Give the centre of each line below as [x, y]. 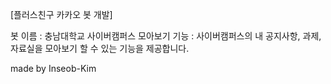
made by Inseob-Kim [53, 68]
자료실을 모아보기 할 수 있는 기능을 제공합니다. [100, 48]
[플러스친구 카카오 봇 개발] [61, 14]
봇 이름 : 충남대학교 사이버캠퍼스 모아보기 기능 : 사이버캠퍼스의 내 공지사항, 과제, [166, 36]
